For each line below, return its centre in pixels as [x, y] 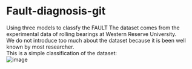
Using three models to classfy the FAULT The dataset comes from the [93, 28]
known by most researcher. [40, 47]
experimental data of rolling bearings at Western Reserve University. [91, 34]
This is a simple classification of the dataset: [61, 53]
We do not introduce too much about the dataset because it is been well [96, 40]
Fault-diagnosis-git [56, 11]
